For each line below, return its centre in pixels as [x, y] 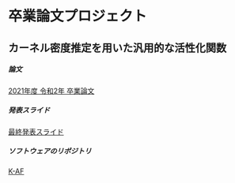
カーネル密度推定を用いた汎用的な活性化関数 [117, 48]
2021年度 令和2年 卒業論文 [51, 91]
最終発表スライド [36, 132]
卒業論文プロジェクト [78, 16]
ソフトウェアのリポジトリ [50, 151]
